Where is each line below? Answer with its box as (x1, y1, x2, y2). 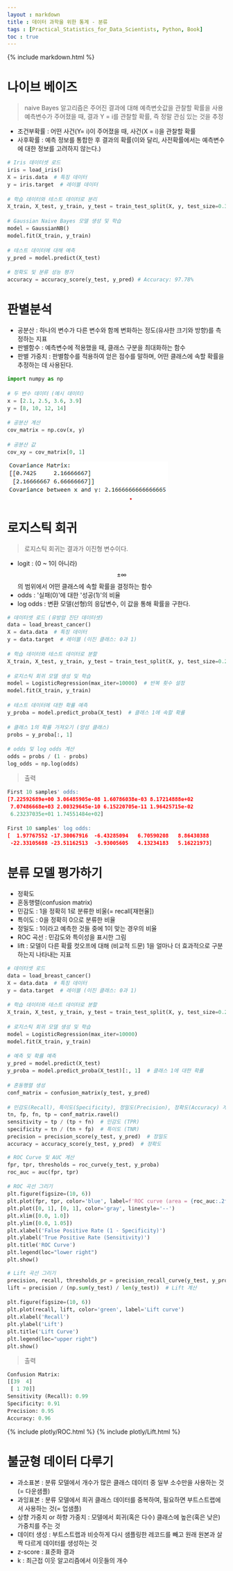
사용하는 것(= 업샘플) (24, 1504, 82, 1512)
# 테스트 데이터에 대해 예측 (7, 247, 76, 254)
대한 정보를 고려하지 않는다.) (24, 144, 102, 153)
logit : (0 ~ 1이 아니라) (17, 559, 78, 567)
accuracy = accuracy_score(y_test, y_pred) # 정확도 (7, 1140, 162, 1147)
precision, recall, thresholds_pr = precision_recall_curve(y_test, (7, 1277, 209, 1284)
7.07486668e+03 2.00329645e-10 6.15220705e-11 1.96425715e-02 (10, 803, 194, 810)
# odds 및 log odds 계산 (7, 746, 75, 753)
